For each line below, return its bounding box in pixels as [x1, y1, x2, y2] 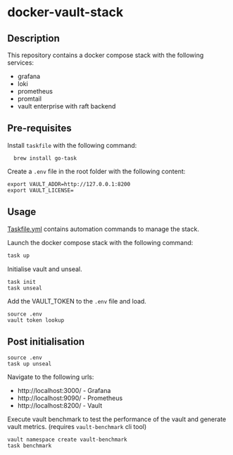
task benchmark [7, 442, 52, 449]
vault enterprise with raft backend [17, 102, 116, 110]
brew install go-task [13, 154, 77, 162]
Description [7, 32, 60, 44]
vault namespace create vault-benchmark [7, 436, 128, 444]
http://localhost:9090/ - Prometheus [17, 394, 123, 402]
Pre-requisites [7, 123, 72, 135]
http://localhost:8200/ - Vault [17, 401, 103, 410]
